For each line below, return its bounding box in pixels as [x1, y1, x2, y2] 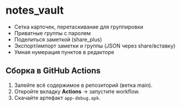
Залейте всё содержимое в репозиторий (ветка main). [14, 81, 153, 89]
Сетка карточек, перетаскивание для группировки [14, 23, 144, 30]
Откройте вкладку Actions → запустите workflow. [14, 87, 140, 95]
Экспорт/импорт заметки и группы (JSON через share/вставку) [14, 42, 176, 49]
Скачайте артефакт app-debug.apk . [14, 94, 101, 101]
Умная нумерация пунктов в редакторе [14, 48, 115, 55]
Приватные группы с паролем [14, 29, 91, 36]
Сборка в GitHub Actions [5, 66, 101, 76]
